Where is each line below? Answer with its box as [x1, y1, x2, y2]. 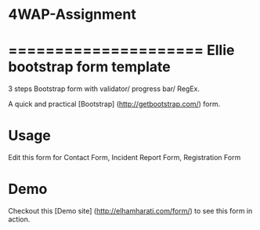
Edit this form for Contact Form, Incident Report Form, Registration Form [8, 153, 241, 162]
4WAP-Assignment [8, 5, 137, 24]
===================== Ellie [8, 42, 235, 60]
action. [8, 214, 31, 224]
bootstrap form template [8, 58, 171, 76]
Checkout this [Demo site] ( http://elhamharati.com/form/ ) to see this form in [8, 206, 253, 215]
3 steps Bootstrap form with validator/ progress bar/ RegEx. [8, 84, 200, 93]
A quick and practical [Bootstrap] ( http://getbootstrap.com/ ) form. [8, 100, 221, 109]
